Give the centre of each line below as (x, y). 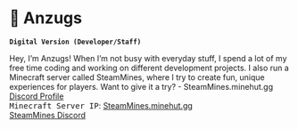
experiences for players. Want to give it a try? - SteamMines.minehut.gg (141, 86)
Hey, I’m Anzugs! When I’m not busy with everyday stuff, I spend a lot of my (148, 58)
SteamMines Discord (48, 115)
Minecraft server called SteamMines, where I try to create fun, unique (137, 77)
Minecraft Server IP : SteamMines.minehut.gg (101, 105)
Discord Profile (37, 96)
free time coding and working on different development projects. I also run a (149, 68)
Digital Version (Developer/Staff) (75, 42)
